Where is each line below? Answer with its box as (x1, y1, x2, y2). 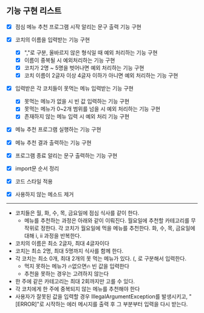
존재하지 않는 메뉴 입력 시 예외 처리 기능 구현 (24, 113, 129, 120)
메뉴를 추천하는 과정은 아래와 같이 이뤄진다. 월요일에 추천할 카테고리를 (24, 216, 190, 224)
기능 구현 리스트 (6, 5, 62, 16)
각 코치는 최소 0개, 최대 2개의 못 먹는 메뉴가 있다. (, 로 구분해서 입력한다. (15, 255, 187, 262)
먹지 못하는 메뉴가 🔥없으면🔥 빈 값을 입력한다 (24, 262, 129, 269)
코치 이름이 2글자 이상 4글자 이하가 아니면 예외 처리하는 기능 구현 (24, 72, 178, 79)
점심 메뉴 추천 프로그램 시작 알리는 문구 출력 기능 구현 (15, 23, 141, 30)
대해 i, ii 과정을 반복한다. (24, 232, 82, 239)
